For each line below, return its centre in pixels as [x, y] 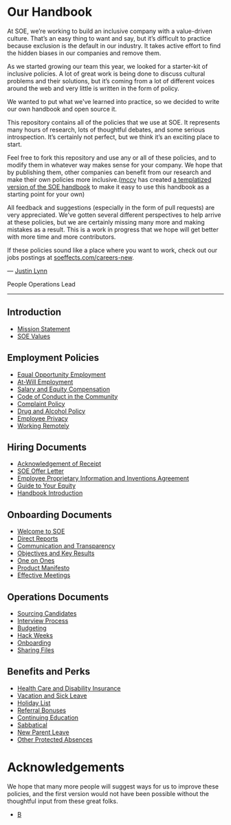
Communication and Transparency [66, 546]
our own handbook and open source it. [62, 109]
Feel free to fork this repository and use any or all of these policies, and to [112, 157]
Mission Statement [43, 328]
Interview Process [43, 621]
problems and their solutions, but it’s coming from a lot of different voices [111, 81]
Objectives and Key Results [56, 553]
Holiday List [34, 702]
